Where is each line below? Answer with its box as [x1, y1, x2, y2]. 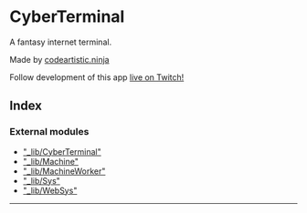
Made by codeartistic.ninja [9, 54, 110, 65]
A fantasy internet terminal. [9, 36, 112, 47]
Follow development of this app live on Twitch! [9, 71, 185, 83]
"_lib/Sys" [22, 175, 61, 186]
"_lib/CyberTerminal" [22, 146, 102, 157]
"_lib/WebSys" [22, 185, 78, 196]
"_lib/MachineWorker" [22, 166, 106, 177]
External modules [9, 126, 90, 138]
